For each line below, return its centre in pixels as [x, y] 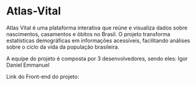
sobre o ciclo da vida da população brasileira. [63, 47]
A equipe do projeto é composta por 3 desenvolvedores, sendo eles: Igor [97, 58]
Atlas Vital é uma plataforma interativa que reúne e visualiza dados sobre [97, 28]
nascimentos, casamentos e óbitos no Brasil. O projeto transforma [88, 34]
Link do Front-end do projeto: [43, 76]
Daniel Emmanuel [28, 65]
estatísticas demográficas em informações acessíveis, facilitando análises [98, 40]
